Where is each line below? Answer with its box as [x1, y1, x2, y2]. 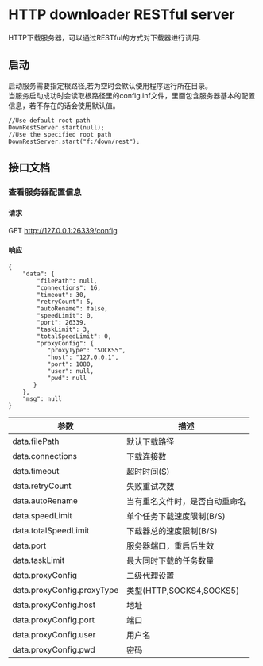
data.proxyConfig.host [12, 599, 96, 610]
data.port [12, 540, 47, 551]
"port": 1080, [47, 360, 94, 368]
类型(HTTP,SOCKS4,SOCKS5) [126, 585, 240, 596]
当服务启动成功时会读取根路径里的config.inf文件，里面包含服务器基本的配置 [8, 90, 256, 100]
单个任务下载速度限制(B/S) [126, 510, 226, 522]
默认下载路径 [126, 437, 175, 448]
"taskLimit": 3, [37, 325, 91, 334]
